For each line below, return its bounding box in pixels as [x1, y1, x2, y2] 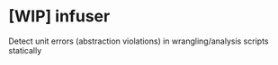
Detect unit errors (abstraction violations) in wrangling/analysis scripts [8, 36, 269, 46]
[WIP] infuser [8, 6, 111, 27]
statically [8, 45, 42, 55]
